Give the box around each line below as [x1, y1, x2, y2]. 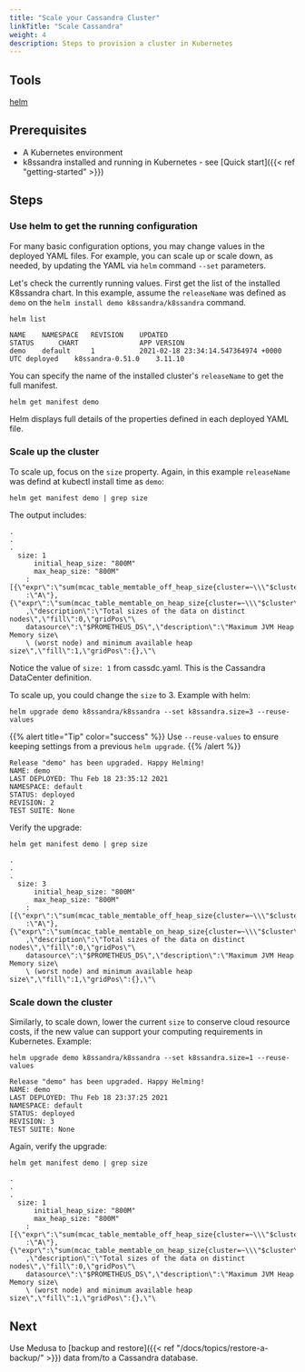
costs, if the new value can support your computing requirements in [9, 1026, 263, 1037]
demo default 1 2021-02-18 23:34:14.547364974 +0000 [9, 346, 282, 356]
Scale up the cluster [9, 446, 100, 458]
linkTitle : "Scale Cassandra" [9, 22, 124, 31]
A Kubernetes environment [22, 146, 123, 157]
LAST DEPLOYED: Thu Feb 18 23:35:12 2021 [9, 774, 169, 783]
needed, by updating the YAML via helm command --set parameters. [9, 260, 266, 271]
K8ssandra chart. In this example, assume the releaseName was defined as [9, 287, 287, 298]
